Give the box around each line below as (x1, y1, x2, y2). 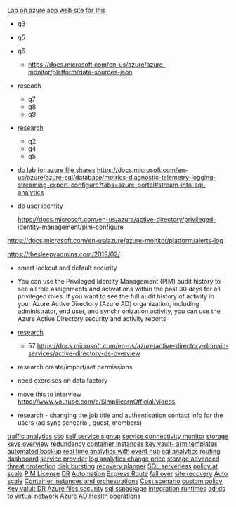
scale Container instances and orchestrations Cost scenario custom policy (7, 477, 223, 485)
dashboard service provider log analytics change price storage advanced (7, 454, 220, 463)
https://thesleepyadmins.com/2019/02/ (7, 250, 121, 258)
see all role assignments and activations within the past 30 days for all (17, 284, 221, 293)
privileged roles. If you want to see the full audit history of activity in (17, 292, 215, 301)
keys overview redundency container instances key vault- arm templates (7, 440, 218, 448)
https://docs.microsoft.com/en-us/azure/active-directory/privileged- (17, 216, 216, 223)
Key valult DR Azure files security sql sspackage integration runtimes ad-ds (7, 485, 226, 492)
